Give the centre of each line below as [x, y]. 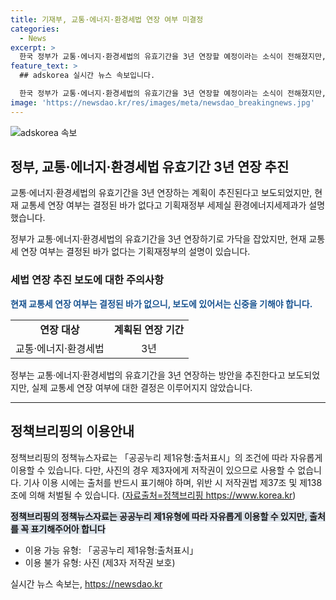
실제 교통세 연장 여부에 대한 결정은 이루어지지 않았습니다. [142, 387]
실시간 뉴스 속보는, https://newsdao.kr [86, 583]
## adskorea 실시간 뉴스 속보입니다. [87, 76]
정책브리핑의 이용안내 [72, 431]
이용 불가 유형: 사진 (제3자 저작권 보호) [100, 562]
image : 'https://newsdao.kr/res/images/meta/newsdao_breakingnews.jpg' [162, 102]
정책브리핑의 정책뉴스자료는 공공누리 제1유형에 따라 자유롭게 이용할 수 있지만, [159, 516]
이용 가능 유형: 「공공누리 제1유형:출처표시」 [111, 550]
